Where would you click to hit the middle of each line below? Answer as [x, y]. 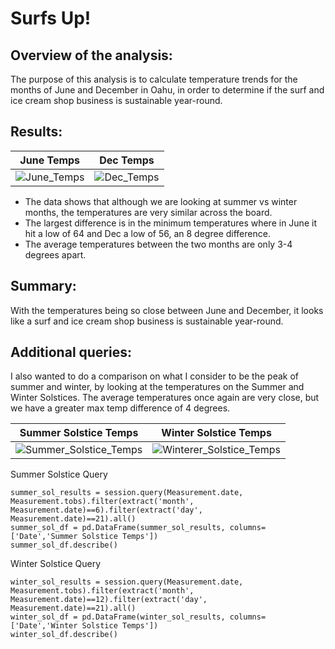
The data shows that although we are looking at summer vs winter [161, 201]
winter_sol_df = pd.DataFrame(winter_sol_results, [118, 617]
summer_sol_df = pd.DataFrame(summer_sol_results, [118, 528]
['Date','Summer [44, 537]
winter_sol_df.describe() [64, 635]
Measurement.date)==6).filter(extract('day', [106, 510]
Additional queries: [71, 352]
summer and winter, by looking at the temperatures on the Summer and [157, 387]
